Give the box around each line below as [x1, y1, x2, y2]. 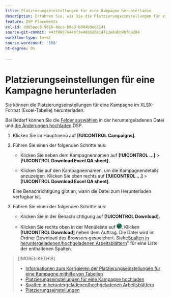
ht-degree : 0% [5, 46, 36, 51]
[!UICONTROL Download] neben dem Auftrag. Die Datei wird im [20, 229, 155, 235]
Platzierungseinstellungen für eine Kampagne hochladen [25, 276, 145, 282]
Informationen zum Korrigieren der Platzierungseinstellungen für [25, 265, 161, 271]
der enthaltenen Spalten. [20, 245, 72, 252]
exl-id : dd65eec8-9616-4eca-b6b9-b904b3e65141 [5, 24, 106, 30]
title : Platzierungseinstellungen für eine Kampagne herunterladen [5, 8, 152, 13]
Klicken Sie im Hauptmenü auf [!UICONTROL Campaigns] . [12, 132, 136, 138]
